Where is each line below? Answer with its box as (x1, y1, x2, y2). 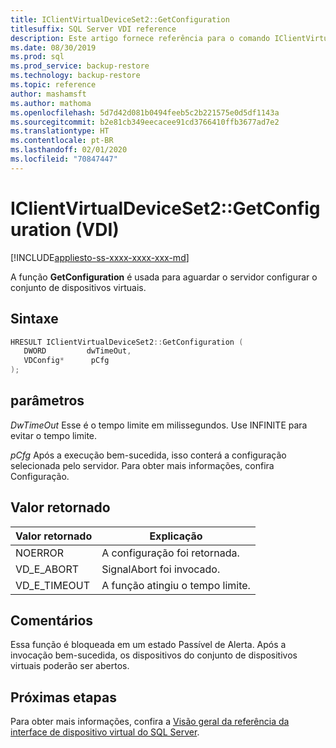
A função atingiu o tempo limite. (101, 578, 251, 592)
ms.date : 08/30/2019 (10, 42, 97, 53)
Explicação (149, 529, 203, 543)
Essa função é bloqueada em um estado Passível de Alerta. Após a (10, 639, 287, 651)
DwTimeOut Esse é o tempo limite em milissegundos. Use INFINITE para (10, 419, 308, 431)
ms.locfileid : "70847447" (10, 154, 118, 164)
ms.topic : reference (10, 80, 97, 90)
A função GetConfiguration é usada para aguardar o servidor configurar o (10, 271, 318, 283)
